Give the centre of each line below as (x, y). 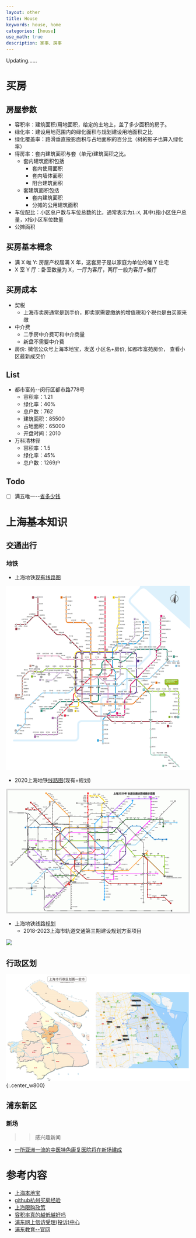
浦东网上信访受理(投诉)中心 (47, 1222)
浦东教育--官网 (32, 1230)
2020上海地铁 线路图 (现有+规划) (53, 780)
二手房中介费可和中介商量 (54, 334)
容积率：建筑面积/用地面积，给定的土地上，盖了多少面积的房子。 (92, 125)
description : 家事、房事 (34, 43)
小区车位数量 (48, 220)
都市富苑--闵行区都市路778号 (50, 389)
